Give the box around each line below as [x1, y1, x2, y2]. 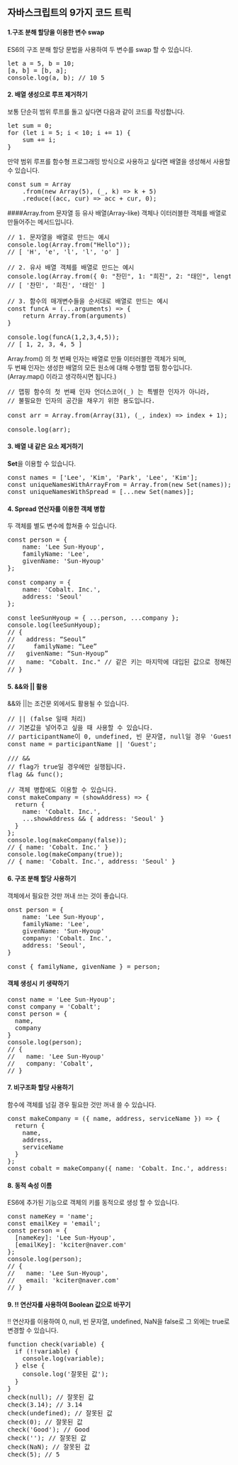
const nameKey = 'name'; [7, 1213, 93, 1220]
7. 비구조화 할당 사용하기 [7, 1083, 74, 1092]
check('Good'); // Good [7, 1426, 90, 1434]
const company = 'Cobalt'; [7, 1002, 101, 1011]
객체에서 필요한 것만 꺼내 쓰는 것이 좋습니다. [7, 891, 129, 900]
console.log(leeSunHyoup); [7, 621, 101, 629]
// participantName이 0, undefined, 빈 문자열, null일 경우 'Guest [7, 733, 232, 741]
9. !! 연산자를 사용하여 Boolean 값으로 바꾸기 [7, 1300, 131, 1309]
